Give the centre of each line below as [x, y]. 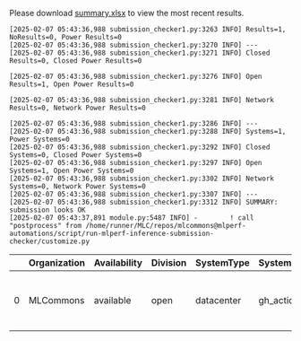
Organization [56, 262]
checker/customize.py [50, 241]
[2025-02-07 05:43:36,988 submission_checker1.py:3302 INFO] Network [142, 179]
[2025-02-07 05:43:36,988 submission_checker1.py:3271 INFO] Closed [140, 53]
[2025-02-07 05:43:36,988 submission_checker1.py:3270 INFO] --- [133, 45]
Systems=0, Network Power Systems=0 [77, 187]
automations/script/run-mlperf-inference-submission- [112, 233]
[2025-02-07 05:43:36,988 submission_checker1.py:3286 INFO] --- [133, 124]
